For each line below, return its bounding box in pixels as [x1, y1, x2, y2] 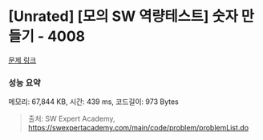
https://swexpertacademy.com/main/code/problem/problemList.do [27, 123, 249, 133]
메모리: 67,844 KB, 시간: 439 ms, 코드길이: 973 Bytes [8, 97, 179, 106]
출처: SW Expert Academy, [27, 114, 115, 124]
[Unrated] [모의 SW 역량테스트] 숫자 [8, 7, 238, 26]
